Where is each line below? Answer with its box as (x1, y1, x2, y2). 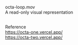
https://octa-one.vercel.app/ (5, 29, 63, 35)
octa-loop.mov (5, 4, 36, 10)
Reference (5, 24, 26, 30)
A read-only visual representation (5, 9, 73, 15)
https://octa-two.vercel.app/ (5, 34, 63, 40)
